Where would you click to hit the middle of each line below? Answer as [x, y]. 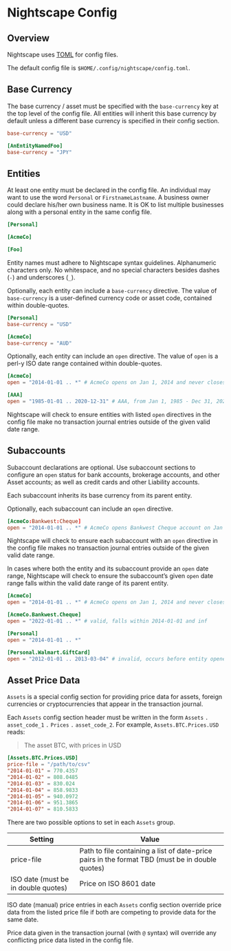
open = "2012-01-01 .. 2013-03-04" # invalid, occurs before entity [107, 659]
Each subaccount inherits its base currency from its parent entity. [100, 495]
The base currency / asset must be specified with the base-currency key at [113, 106]
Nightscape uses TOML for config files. [63, 54]
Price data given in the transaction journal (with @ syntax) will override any [112, 933]
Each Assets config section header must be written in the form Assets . [108, 718]
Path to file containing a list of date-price [146, 851]
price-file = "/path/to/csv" [49, 765]
